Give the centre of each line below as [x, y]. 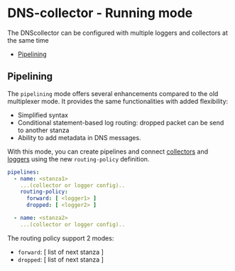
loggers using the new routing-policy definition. [78, 159]
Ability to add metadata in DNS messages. [79, 137]
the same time [28, 40]
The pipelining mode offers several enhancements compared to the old [113, 93]
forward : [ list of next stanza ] [61, 252]
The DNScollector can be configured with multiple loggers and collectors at [118, 33]
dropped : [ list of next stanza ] [61, 259]
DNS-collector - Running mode [100, 13]
